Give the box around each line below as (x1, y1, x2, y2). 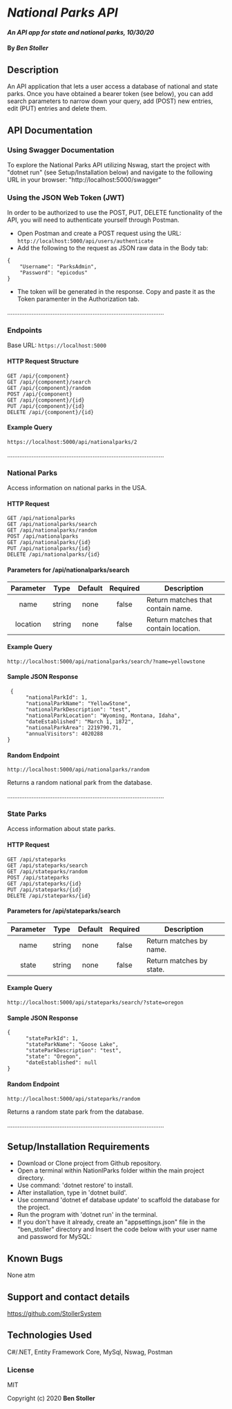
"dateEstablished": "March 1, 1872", (25, 718, 135, 725)
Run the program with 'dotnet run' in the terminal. (17, 1211, 158, 1219)
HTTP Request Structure (7, 357, 79, 366)
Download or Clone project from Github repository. (17, 1159, 162, 1168)
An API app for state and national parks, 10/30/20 (7, 28, 154, 36)
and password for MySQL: (17, 1233, 92, 1241)
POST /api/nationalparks (7, 533, 79, 540)
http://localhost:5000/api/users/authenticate (17, 238, 154, 245)
